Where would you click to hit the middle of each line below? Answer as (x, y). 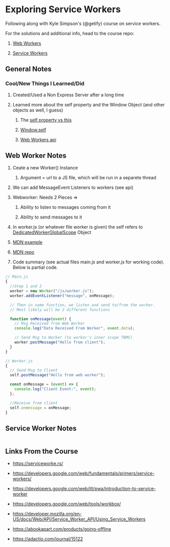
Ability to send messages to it (51, 217)
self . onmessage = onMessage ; (41, 408)
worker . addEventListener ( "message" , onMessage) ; (62, 296)
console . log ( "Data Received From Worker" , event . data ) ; (75, 329)
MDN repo (23, 252)
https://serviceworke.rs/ (38, 463)
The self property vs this (46, 120)
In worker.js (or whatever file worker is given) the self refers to (78, 227)
